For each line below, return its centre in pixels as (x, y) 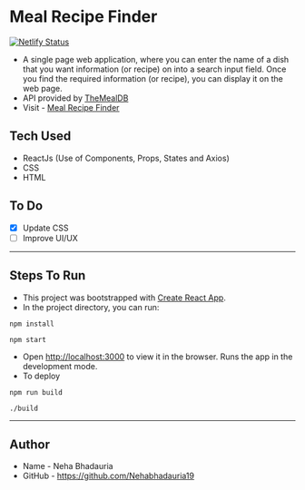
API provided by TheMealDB (75, 98)
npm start (28, 339)
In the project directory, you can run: (91, 307)
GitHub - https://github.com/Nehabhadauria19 (108, 476)
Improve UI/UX (50, 238)
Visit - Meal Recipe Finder (71, 107)
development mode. (60, 366)
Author (30, 444)
